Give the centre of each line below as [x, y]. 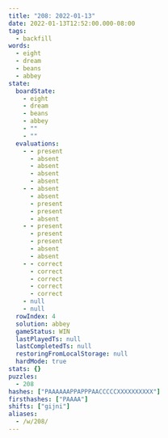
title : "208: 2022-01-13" [52, 16]
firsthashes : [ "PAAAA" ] [48, 399]
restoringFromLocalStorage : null [72, 354]
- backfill [34, 38]
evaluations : [38, 143]
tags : [17, 31]
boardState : [36, 91]
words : [19, 46]
